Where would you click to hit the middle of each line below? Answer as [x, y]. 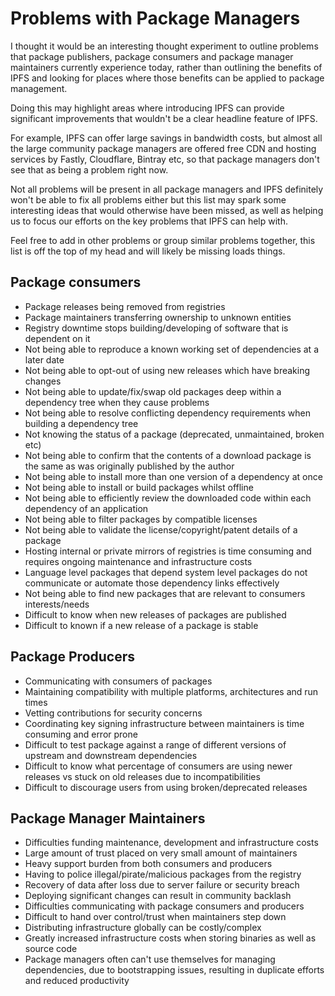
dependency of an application [86, 508]
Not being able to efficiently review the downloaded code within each [168, 498]
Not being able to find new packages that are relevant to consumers [165, 593]
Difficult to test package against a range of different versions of [155, 744]
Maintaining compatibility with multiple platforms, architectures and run [171, 691]
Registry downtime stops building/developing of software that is [156, 328]
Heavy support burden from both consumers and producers [148, 864]
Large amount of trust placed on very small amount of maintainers [161, 853]
